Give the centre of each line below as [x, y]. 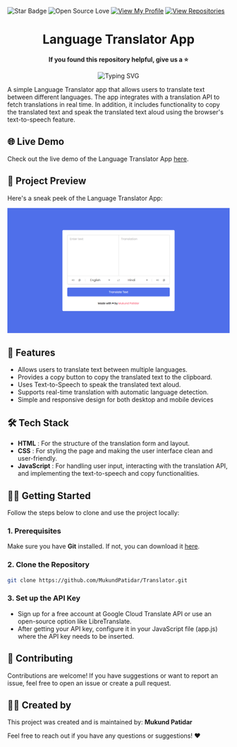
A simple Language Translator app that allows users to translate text [106, 89]
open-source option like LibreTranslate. [74, 621]
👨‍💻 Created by [39, 705]
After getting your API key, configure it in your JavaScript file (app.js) [117, 628]
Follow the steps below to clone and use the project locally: [93, 513]
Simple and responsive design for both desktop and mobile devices [115, 400]
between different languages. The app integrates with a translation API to [114, 97]
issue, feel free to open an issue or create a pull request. [89, 683]
